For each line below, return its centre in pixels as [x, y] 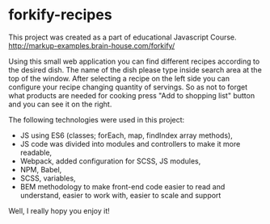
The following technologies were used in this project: [97, 119]
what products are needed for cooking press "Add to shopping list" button [132, 95]
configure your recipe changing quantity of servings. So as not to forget [128, 87]
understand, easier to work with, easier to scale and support [120, 195]
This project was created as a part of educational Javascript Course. [122, 37]
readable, [36, 152]
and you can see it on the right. [60, 104]
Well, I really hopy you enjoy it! [59, 210]
